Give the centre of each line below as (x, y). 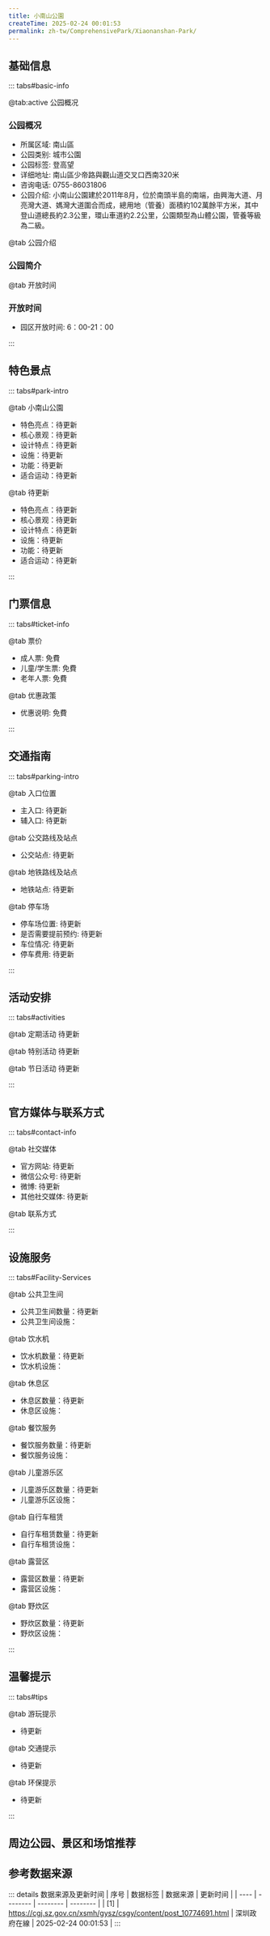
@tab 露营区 (29, 1561)
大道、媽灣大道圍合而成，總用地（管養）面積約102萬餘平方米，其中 (146, 205)
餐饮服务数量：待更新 (55, 1445)
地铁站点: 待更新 (47, 889)
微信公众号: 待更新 (51, 1176)
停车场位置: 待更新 (51, 923)
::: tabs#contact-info (42, 1132)
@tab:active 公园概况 (44, 103)
